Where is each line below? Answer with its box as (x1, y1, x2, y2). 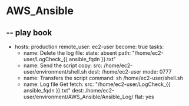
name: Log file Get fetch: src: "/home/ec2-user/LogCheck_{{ (23, 81, 171, 88)
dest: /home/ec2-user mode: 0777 (88, 68, 172, 75)
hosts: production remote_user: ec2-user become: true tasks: (14, 43, 164, 50)
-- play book (6, 28, 52, 38)
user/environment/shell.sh (23, 68, 87, 75)
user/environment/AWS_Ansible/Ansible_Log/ (23, 93, 134, 100)
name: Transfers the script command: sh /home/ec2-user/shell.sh (23, 75, 184, 81)
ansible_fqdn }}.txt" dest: (23, 87, 84, 94)
